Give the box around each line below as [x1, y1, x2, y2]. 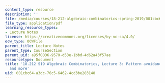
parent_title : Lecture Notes [5, 43, 65, 48]
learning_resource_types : [5, 25, 58, 30]
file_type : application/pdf [5, 21, 63, 26]
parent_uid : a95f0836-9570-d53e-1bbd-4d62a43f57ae [5, 52, 111, 58]
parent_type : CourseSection [5, 48, 63, 53]
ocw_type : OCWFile [5, 39, 43, 44]
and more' [9, 66, 29, 71]
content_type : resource [5, 7, 54, 12]
